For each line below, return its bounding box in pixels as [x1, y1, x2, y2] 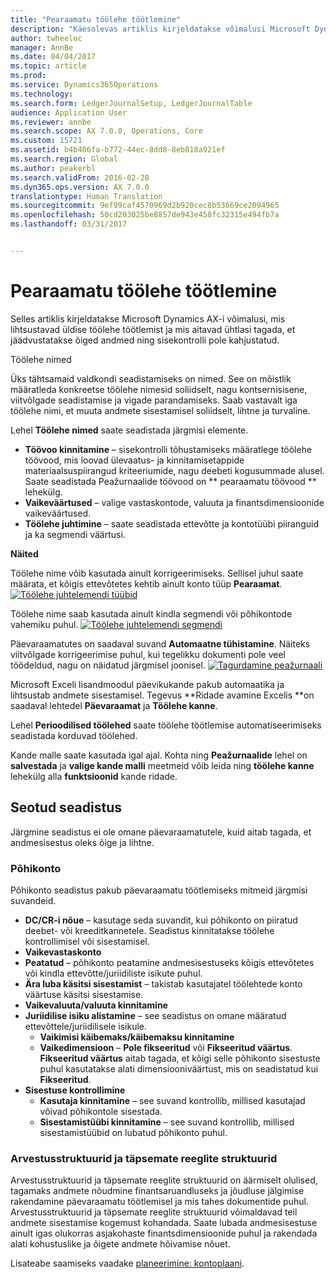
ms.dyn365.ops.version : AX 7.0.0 [10, 182, 150, 192]
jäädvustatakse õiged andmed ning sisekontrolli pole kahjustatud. [10, 334, 280, 346]
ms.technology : [10, 89, 74, 99]
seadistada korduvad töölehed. [10, 729, 138, 741]
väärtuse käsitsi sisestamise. [24, 988, 144, 1000]
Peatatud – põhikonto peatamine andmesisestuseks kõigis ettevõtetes [24, 956, 315, 968]
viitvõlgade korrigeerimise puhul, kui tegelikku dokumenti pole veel [10, 648, 286, 660]
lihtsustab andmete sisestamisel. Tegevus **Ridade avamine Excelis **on [10, 689, 315, 701]
